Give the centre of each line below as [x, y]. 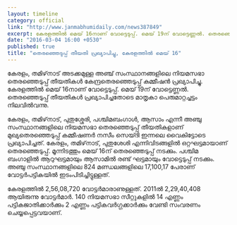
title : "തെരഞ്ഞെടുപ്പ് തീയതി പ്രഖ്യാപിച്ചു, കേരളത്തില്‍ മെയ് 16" [95, 54]
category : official [36, 20]
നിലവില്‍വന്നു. [28, 105]
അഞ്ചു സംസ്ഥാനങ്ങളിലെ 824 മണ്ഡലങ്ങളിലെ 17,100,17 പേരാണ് [101, 166]
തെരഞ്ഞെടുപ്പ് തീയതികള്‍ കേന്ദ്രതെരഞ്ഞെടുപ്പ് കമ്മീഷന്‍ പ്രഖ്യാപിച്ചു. [105, 81]
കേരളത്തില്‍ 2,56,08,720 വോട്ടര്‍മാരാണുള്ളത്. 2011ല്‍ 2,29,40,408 [104, 188]
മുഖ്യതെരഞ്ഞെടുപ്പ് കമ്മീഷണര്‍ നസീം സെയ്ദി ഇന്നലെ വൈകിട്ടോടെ [107, 135]
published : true [31, 47]
